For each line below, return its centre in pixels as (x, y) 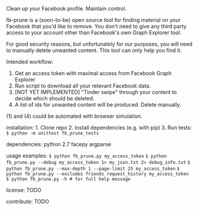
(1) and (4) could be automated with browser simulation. (74, 116)
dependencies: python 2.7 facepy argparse (59, 144)
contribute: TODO (27, 201)
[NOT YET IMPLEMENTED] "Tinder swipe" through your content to (96, 92)
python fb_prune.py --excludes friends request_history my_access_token (98, 174)
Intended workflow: (30, 62)
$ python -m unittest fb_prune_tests (53, 133)
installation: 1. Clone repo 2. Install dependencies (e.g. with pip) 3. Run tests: (99, 127)
